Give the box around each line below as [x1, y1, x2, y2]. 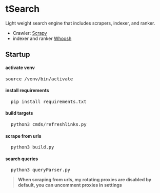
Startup [5, 50, 30, 59]
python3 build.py [10, 144, 54, 150]
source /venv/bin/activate [5, 76, 73, 82]
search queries [5, 156, 38, 162]
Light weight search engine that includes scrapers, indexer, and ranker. [5, 20, 155, 26]
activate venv [5, 65, 35, 71]
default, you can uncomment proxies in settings [17, 182, 122, 188]
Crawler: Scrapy [12, 30, 47, 36]
